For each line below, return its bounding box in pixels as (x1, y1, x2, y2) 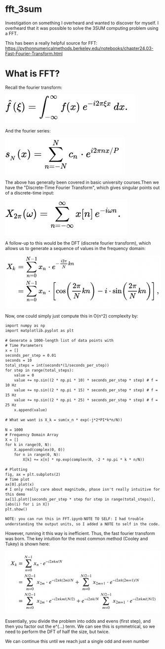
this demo (5, 492, 26, 497)
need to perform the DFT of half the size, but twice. (5, 629, 110, 635)
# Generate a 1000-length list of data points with (5, 338, 114, 343)
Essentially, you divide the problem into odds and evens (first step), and (5, 618, 151, 624)
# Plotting (5, 467, 28, 472)
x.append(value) (14, 407, 48, 412)
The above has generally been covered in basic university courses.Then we (5, 179, 159, 185)
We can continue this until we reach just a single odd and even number (5, 638, 150, 644)
